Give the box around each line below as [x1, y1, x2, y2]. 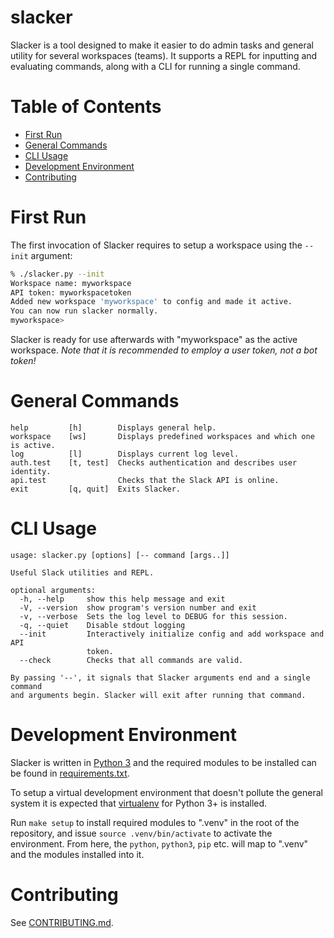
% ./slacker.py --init [10, 269, 105, 279]
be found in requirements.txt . [10, 767, 130, 779]
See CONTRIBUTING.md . [10, 916, 114, 928]
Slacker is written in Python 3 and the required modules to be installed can [10, 756, 317, 768]
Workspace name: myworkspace [10, 278, 132, 288]
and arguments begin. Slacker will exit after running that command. [10, 690, 307, 700]
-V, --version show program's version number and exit [19, 602, 257, 613]
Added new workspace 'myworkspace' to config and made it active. [10, 297, 293, 307]
